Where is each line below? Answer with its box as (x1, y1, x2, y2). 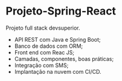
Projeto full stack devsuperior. (5, 24, 80, 31)
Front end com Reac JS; (14, 48, 75, 56)
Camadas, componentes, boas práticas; (14, 55, 114, 62)
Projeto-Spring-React (5, 4, 116, 18)
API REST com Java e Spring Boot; (14, 36, 101, 43)
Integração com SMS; (14, 62, 69, 69)
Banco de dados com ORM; (14, 42, 83, 50)
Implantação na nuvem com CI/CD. (14, 68, 101, 75)
